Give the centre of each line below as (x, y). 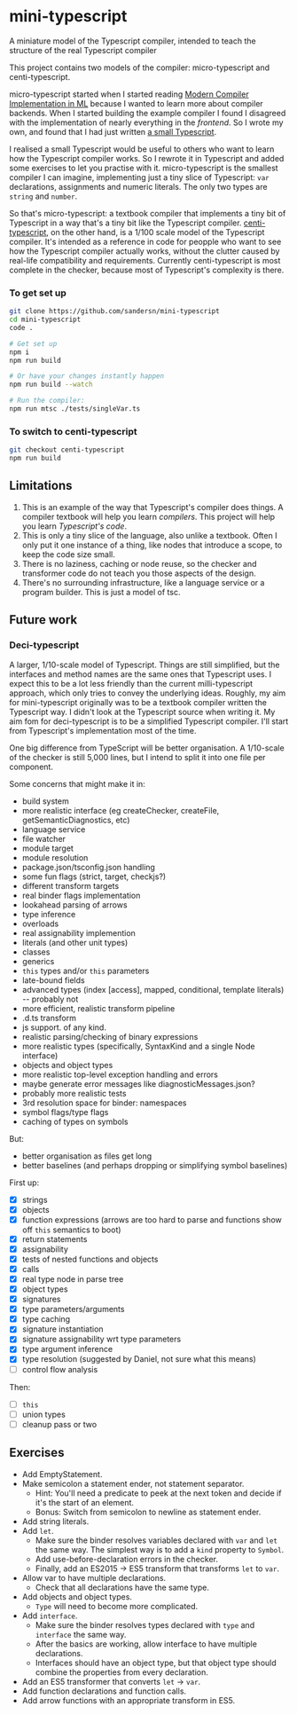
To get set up (38, 293)
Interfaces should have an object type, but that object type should (156, 1663)
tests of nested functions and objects (90, 1259)
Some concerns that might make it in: (78, 783)
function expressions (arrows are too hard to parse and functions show (152, 1219)
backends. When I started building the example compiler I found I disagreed (148, 113)
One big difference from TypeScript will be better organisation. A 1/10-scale (147, 748)
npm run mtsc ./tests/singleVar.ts (75, 409)
